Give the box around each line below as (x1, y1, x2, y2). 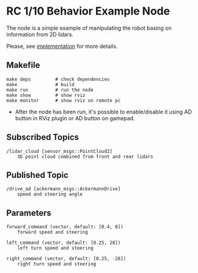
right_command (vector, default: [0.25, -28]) (6, 256, 126, 262)
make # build (6, 81, 75, 87)
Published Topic (6, 170, 69, 180)
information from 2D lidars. (6, 30, 74, 38)
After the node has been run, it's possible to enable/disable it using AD (15, 108, 193, 115)
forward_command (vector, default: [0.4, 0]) (6, 224, 123, 230)
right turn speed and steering (17, 261, 97, 268)
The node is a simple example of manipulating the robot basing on (6, 24, 172, 32)
